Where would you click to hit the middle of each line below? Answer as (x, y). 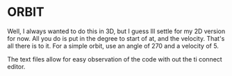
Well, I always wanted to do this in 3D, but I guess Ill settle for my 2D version (116, 31)
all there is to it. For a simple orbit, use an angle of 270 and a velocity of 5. (113, 46)
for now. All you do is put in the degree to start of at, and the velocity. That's (116, 38)
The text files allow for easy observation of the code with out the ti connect (115, 59)
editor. (16, 66)
